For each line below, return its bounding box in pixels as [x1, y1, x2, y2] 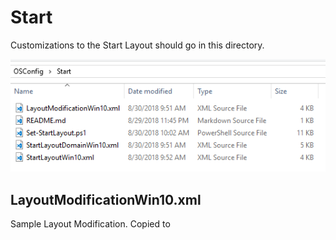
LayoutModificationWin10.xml [10, 191, 202, 208]
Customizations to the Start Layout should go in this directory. [10, 39, 265, 51]
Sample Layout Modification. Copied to [10, 218, 171, 230]
